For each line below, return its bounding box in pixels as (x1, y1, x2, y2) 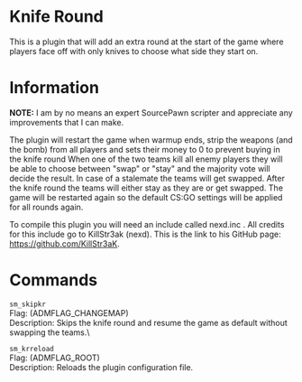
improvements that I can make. (9, 116, 124, 127)
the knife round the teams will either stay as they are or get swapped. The (9, 182, 284, 193)
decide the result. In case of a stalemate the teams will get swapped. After (9, 172, 286, 183)
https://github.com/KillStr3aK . (9, 238, 120, 249)
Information (9, 78, 99, 98)
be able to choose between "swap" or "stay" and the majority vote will (9, 163, 270, 173)
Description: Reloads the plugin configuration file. (9, 361, 194, 372)
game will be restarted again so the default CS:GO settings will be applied (9, 191, 283, 202)
